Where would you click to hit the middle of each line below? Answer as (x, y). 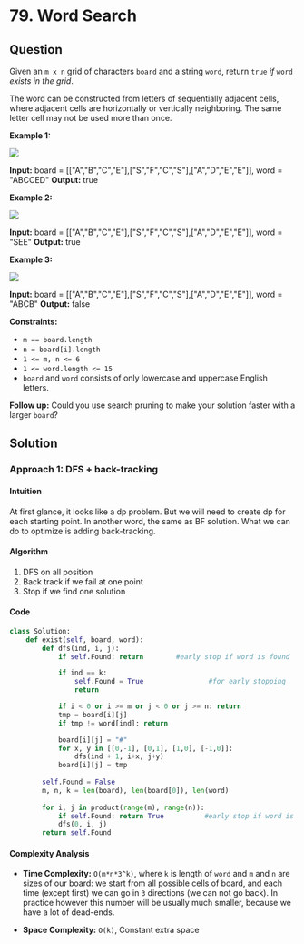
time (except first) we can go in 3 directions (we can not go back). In (150, 893)
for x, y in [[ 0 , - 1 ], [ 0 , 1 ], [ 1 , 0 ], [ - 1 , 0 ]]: (145, 748)
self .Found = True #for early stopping (180, 682)
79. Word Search (74, 16)
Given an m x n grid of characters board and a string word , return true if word (151, 71)
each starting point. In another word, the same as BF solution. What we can (150, 521)
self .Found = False (79, 782)
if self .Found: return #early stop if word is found (174, 656)
